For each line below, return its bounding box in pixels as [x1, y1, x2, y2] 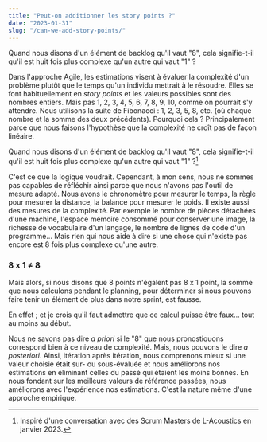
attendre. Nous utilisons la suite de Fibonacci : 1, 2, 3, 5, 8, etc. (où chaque [8, 106, 252, 115]
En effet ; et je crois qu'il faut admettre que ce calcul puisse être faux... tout [8, 310, 255, 319]
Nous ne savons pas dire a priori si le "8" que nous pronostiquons [8, 334, 224, 343]
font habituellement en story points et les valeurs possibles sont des [8, 89, 232, 99]
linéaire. [8, 131, 34, 141]
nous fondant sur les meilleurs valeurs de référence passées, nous [8, 376, 226, 386]
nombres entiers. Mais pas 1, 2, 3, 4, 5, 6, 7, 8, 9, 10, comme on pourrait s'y [8, 97, 253, 108]
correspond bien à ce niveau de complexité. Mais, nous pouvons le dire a [8, 342, 249, 352]
